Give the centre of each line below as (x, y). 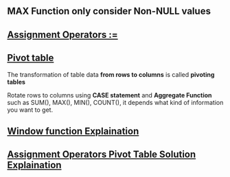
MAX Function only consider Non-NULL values (109, 11)
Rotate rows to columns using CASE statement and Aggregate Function (110, 95)
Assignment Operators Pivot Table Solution (102, 155)
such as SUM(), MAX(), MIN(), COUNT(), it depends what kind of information (115, 102)
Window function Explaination (73, 131)
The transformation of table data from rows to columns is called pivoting (111, 74)
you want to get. (30, 110)
